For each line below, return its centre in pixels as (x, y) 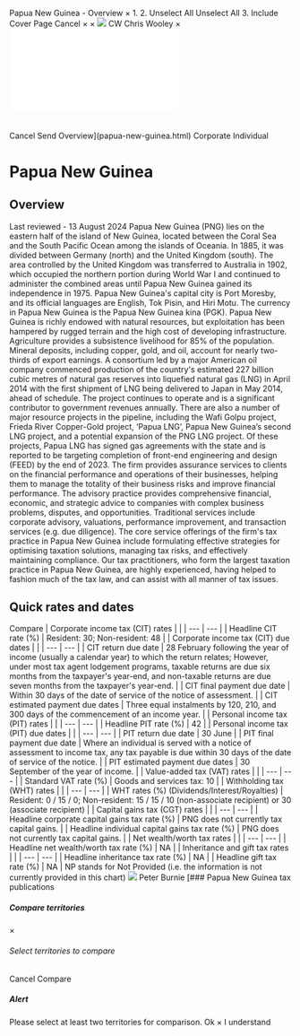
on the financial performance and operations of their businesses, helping (144, 474)
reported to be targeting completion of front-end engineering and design (143, 455)
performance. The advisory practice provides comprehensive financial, (140, 493)
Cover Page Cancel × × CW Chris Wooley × (95, 23)
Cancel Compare (40, 979)
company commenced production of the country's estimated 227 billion (141, 369)
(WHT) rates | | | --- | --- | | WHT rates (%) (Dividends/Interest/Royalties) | (146, 791)
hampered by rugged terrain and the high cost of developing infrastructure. (148, 331)
